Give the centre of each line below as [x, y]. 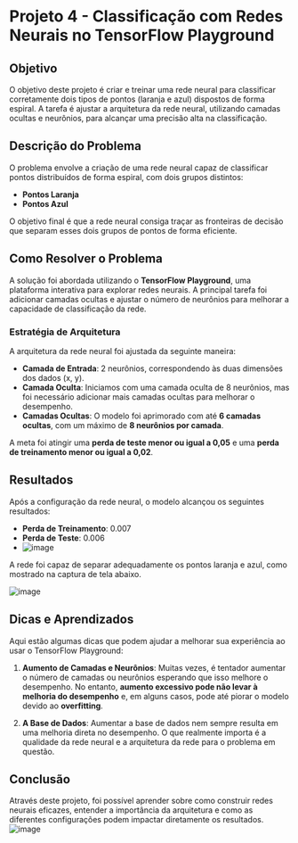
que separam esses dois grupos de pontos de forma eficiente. [123, 230]
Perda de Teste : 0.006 [63, 538]
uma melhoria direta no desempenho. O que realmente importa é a [144, 732]
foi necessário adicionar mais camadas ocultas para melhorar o [138, 397]
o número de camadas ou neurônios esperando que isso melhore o [145, 677]
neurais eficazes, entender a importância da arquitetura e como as [131, 810]
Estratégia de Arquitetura [65, 332]
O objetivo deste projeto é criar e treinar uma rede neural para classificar [142, 90]
